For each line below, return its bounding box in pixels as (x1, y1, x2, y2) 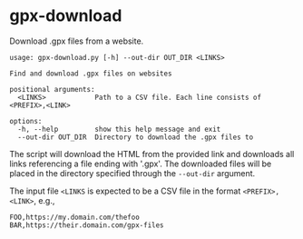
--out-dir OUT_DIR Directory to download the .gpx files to (17, 133, 254, 142)
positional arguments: (9, 85, 95, 94)
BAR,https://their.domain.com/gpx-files (9, 220, 165, 230)
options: (9, 116, 43, 125)
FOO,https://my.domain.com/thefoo (9, 213, 141, 222)
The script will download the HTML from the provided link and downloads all (9, 148, 295, 159)
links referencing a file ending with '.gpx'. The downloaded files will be (9, 158, 272, 169)
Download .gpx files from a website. (9, 35, 144, 46)
